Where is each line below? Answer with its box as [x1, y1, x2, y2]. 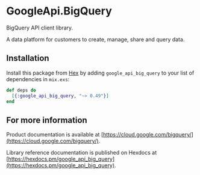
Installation [6, 53, 49, 64]
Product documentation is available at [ [6, 131, 104, 138]
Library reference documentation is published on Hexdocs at [6, 149, 157, 156]
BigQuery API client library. [6, 24, 73, 31]
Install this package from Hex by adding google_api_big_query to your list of [6, 69, 195, 76]
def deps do [6, 87, 36, 93]
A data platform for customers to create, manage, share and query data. [6, 35, 185, 43]
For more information [6, 115, 87, 125]
